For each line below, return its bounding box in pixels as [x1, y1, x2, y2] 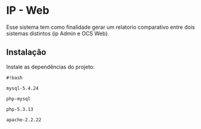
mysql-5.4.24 [6, 85, 39, 91]
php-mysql [6, 95, 31, 102]
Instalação [6, 47, 47, 58]
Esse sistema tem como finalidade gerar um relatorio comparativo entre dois [6, 23, 195, 31]
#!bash [6, 74, 23, 81]
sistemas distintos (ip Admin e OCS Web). [6, 29, 109, 37]
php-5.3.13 [6, 106, 34, 112]
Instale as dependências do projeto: [6, 63, 95, 70]
